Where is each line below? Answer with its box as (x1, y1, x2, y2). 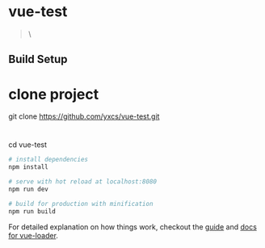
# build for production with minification (8, 200, 154, 208)
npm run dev (8, 185, 48, 194)
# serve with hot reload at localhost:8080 (8, 178, 158, 186)
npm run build (8, 207, 57, 216)
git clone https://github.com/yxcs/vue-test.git (8, 111, 160, 121)
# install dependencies (8, 156, 89, 164)
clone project (8, 85, 99, 103)
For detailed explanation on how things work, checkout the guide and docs (8, 221, 257, 232)
